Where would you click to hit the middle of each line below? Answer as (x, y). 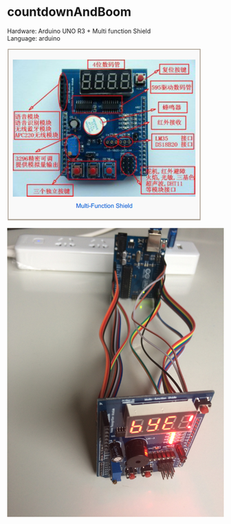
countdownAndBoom (69, 12)
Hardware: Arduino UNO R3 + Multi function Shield (79, 31)
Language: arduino (34, 38)
